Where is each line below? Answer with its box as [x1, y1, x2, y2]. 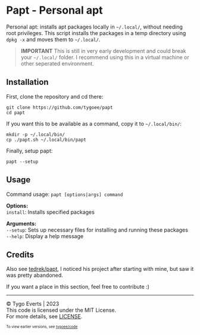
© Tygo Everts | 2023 [6, 301, 60, 308]
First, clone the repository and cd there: [6, 93, 104, 100]
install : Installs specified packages [6, 208, 95, 216]
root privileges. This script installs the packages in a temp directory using [6, 29, 186, 36]
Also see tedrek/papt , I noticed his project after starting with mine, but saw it [6, 266, 194, 273]
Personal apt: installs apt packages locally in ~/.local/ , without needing [6, 23, 183, 30]
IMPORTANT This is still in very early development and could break [20, 47, 186, 54]
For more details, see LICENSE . [6, 313, 83, 320]
